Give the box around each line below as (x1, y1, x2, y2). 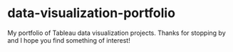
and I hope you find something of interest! (7, 36, 130, 44)
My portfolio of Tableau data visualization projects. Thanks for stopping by (7, 28, 226, 37)
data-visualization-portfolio (7, 5, 176, 21)
